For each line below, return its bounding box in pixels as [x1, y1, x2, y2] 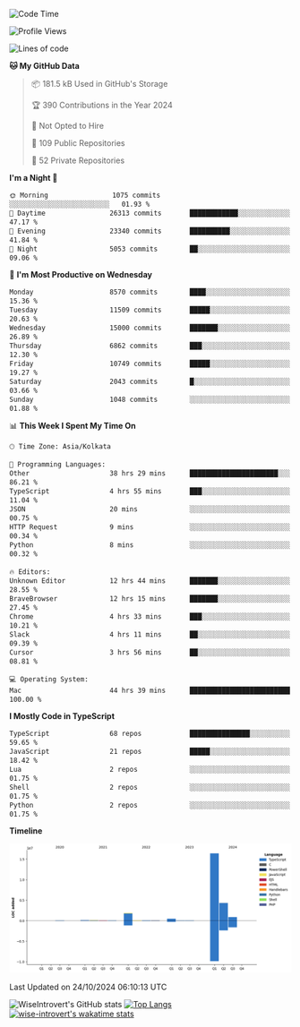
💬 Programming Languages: [9, 460, 106, 469]
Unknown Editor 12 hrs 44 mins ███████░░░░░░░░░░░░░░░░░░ [9, 577, 291, 586]
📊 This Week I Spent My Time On [9, 421, 136, 431]
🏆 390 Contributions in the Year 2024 [30, 99, 173, 110]
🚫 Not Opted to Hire [30, 121, 105, 131]
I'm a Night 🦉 [9, 173, 58, 183]
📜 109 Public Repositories [30, 138, 125, 148]
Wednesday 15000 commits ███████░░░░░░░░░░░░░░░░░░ [9, 323, 291, 332]
